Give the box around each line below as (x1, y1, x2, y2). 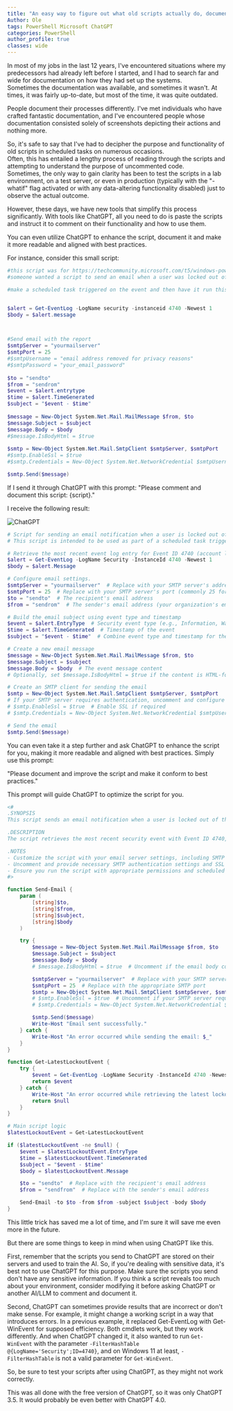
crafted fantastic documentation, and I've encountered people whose (7, 112, 205, 120)
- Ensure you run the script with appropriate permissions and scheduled (7, 867, 225, 874)
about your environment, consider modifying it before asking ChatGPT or (7, 1281, 216, 1290)
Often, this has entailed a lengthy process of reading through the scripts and (7, 155, 225, 163)
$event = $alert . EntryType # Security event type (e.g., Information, (7, 620, 218, 627)
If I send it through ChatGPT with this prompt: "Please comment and (7, 483, 202, 492)
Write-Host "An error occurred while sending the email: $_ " (32, 1033, 213, 1040)
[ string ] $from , (32, 906, 76, 912)
